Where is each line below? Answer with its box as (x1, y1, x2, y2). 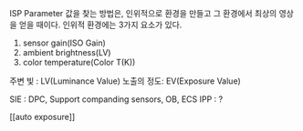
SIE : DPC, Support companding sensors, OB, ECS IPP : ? (9, 94, 224, 105)
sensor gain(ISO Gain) (22, 37, 107, 48)
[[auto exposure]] (9, 112, 76, 122)
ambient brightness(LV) (22, 47, 111, 57)
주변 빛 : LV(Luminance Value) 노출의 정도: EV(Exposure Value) (9, 76, 242, 86)
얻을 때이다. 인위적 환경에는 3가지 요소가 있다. (18, 19, 183, 30)
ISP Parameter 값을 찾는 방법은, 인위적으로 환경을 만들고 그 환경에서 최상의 (9, 8, 277, 18)
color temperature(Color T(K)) (22, 57, 136, 67)
